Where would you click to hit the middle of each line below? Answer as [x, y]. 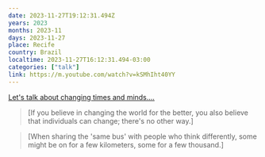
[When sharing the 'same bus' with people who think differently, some [142, 136]
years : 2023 [28, 23]
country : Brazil [35, 52]
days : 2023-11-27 [37, 38]
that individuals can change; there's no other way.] [111, 121]
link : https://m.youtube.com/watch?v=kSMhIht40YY [92, 75]
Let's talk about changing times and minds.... [81, 97]
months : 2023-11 [35, 30]
